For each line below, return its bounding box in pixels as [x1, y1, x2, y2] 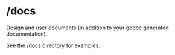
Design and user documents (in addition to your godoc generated [6, 24, 169, 31]
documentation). [6, 30, 48, 37]
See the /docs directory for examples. [6, 42, 101, 49]
